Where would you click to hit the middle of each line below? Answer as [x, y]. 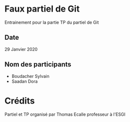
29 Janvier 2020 [21, 49]
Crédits [20, 101]
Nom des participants [38, 65]
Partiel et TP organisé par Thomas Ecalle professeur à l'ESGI [65, 114]
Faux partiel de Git [42, 9]
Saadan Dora [24, 81]
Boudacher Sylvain [30, 76]
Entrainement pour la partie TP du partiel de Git [52, 22]
